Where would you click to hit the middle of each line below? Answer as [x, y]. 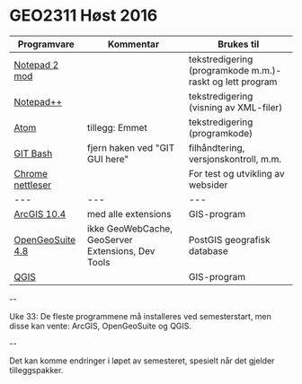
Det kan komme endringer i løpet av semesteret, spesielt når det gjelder [142, 361]
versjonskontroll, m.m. [235, 159]
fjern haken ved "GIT [131, 147]
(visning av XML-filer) [235, 107]
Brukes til [238, 44]
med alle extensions [129, 214]
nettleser [33, 185]
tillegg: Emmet [117, 127]
